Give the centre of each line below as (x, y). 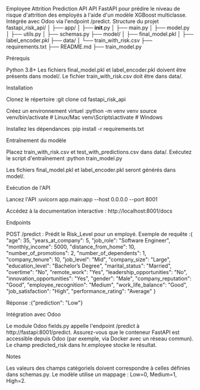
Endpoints (18, 222)
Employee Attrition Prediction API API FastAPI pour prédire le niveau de (93, 9)
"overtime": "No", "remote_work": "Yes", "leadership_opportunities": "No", (97, 272)
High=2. (16, 381)
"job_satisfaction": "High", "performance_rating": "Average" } (81, 291)
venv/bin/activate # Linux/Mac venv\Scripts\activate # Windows (85, 117)
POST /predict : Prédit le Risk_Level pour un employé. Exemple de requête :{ (99, 234)
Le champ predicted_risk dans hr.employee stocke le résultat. (82, 345)
